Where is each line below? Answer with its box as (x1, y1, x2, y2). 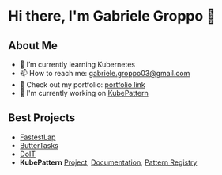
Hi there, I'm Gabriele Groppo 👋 (8, 7, 216, 25)
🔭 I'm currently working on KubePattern (19, 89, 149, 97)
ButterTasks (19, 140, 59, 150)
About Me (8, 39, 58, 52)
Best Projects (8, 111, 76, 125)
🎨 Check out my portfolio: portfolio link (19, 80, 145, 89)
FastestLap (19, 132, 56, 142)
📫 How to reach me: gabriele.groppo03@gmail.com (19, 69, 190, 78)
